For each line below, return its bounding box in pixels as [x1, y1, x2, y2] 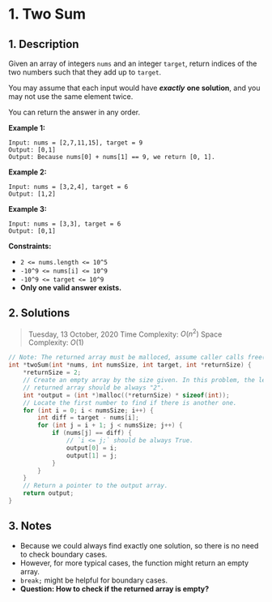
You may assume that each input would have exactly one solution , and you [8, 83, 261, 92]
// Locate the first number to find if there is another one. [23, 398, 237, 406]
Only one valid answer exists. [19, 283, 122, 292]
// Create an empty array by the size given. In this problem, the [23, 376, 255, 385]
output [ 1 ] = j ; [66, 451, 117, 459]
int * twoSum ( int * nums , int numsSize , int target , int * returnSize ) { [8, 361, 252, 369]
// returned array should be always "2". [23, 383, 164, 392]
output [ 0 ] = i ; [66, 444, 117, 452]
